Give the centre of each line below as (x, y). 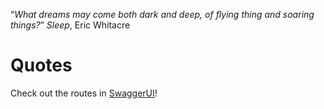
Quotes (41, 65)
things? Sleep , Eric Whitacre (70, 25)
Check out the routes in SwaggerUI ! (84, 93)
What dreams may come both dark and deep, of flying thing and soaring (164, 14)
